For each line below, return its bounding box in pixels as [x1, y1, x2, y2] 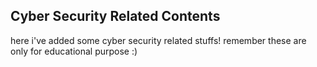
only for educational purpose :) [10, 45, 138, 57]
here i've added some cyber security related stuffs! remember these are [10, 34, 307, 46]
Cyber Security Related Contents [10, 8, 221, 25]
